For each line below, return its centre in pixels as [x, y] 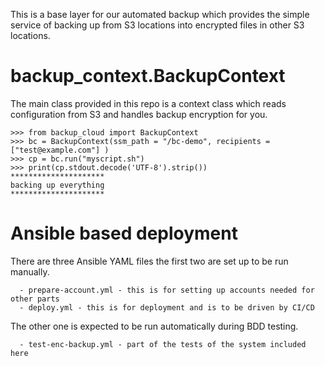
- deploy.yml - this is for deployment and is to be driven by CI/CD [167, 307]
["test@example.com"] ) [60, 150]
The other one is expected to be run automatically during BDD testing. [154, 326]
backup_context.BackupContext [148, 76]
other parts [35, 299]
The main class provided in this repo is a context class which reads [148, 103]
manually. [30, 271]
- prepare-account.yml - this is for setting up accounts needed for [167, 290]
